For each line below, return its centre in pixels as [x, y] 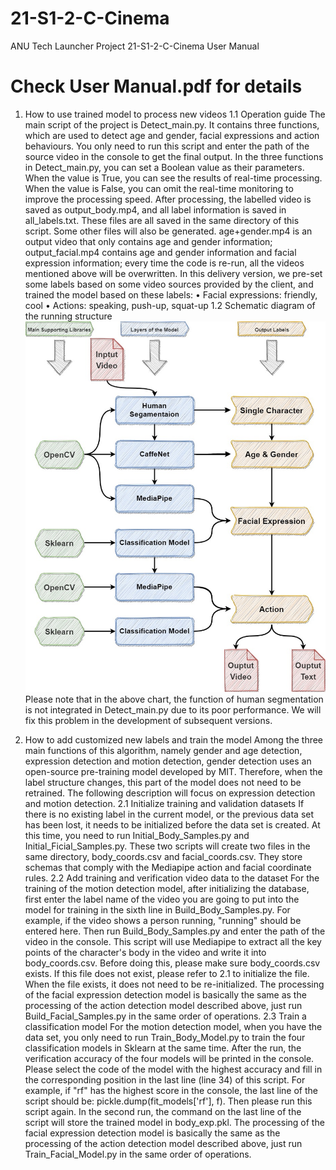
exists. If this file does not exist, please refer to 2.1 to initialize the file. [167, 974]
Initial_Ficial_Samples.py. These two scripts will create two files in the [167, 846]
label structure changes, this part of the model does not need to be [163, 783]
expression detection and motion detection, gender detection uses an [168, 761]
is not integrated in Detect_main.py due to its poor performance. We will [173, 710]
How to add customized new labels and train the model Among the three [174, 740]
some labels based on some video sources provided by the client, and [169, 284]
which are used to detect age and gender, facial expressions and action [172, 135]
